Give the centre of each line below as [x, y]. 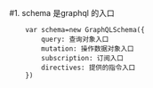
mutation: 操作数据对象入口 [88, 49]
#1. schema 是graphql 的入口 [62, 13]
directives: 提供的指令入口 [89, 68]
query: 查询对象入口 [75, 39]
